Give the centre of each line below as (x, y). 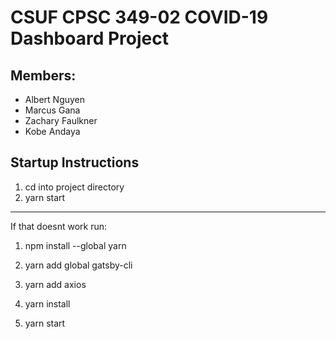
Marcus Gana (52, 110)
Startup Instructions (75, 162)
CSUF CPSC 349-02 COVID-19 (139, 17)
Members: (43, 75)
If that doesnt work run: (58, 226)
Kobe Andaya (52, 131)
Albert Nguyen (55, 99)
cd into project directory (74, 187)
